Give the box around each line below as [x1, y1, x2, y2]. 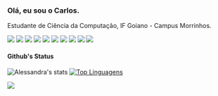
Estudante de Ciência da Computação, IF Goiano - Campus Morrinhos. [7, 22, 212, 30]
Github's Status [7, 52, 54, 60]
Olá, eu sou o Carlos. [7, 6, 79, 15]
